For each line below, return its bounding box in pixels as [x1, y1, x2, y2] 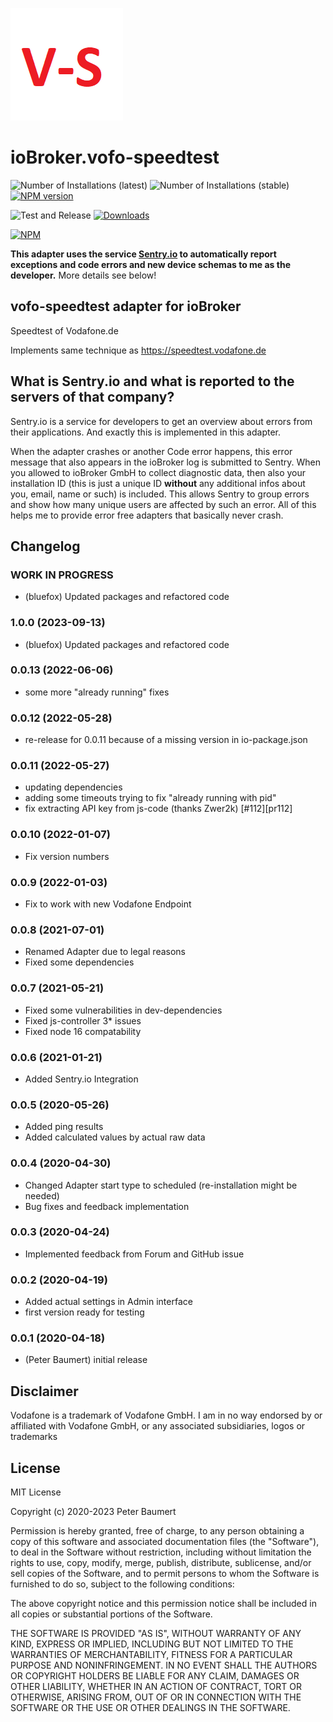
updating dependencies [24, 781, 123, 793]
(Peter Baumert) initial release [24, 1354, 148, 1366]
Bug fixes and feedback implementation [24, 1200, 190, 1212]
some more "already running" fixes [24, 686, 170, 698]
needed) [24, 1189, 60, 1202]
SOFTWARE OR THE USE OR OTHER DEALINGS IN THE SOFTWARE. [10, 1702, 291, 1714]
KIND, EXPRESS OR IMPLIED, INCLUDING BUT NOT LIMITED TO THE [10, 1638, 294, 1650]
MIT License [10, 1486, 62, 1498]
